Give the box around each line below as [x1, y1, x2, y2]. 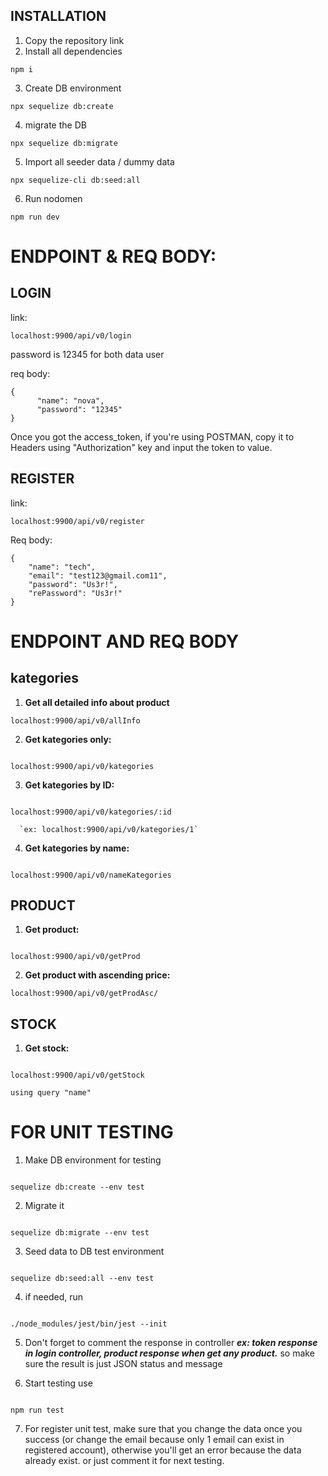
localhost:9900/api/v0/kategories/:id [10, 807, 172, 817]
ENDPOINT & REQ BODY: [10, 245, 217, 268]
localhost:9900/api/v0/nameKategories [10, 870, 172, 880]
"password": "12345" [36, 404, 123, 414]
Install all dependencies [24, 45, 123, 57]
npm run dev [10, 212, 60, 222]
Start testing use [24, 1377, 93, 1389]
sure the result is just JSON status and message [24, 1358, 223, 1370]
